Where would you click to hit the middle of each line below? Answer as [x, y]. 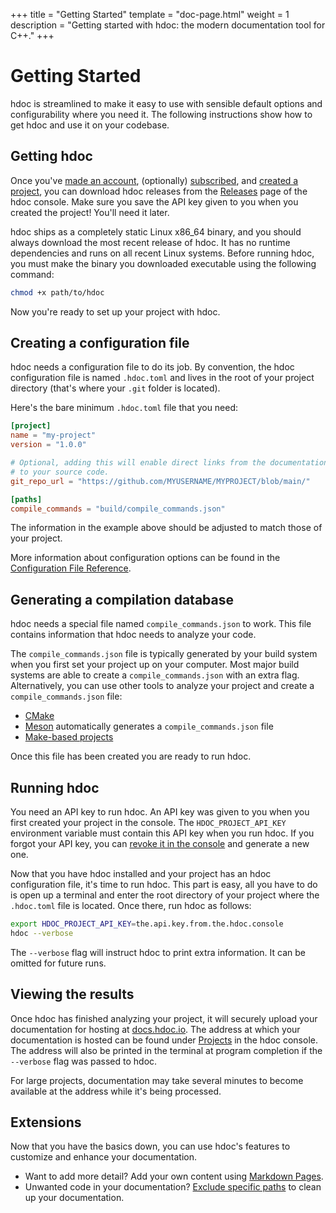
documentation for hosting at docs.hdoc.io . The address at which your [155, 1029]
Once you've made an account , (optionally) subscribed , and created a [154, 180]
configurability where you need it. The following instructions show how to [161, 114]
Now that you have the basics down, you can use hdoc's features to [150, 1146]
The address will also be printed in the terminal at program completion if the [166, 1050]
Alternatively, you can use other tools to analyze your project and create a [162, 686]
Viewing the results [72, 994]
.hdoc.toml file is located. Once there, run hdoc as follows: [131, 906]
